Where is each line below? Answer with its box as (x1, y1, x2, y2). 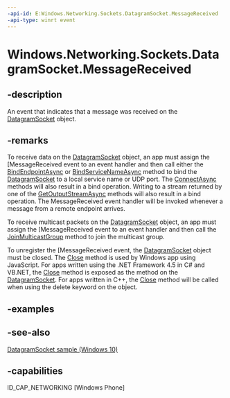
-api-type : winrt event (7, 17, 76, 24)
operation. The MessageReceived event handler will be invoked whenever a (7, 197, 224, 205)
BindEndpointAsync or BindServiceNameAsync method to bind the (7, 168, 197, 176)
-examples (7, 303, 55, 315)
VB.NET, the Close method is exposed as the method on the (7, 268, 179, 277)
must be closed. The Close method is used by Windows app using (7, 254, 196, 262)
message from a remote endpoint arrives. (7, 205, 126, 213)
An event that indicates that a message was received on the (7, 107, 178, 115)
